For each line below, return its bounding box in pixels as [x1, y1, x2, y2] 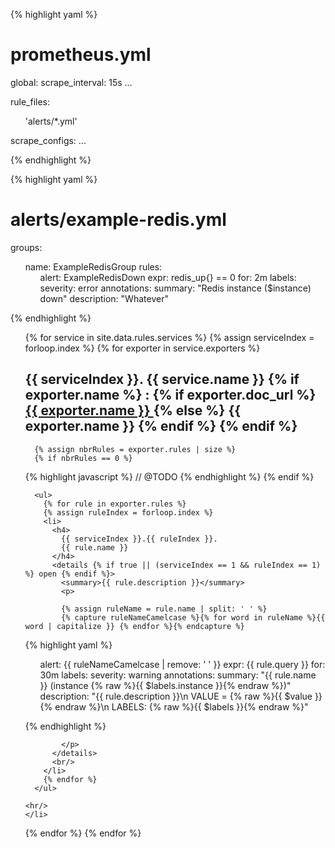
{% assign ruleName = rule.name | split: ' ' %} [61, 604, 268, 614]
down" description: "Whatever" [39, 292, 169, 304]
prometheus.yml [10, 44, 152, 66]
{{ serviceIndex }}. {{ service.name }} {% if [24, 371, 300, 388]
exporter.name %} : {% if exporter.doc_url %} [24, 387, 317, 404]
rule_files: [10, 95, 51, 108]
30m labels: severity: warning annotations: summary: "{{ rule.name [39, 669, 317, 681]
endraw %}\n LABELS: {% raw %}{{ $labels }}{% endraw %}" [54, 700, 309, 713]
